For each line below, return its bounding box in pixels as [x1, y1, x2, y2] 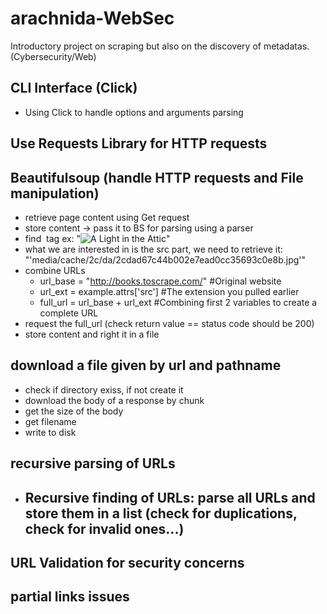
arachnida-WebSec [10, 7, 175, 30]
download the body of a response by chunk [24, 394, 205, 406]
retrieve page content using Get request [24, 211, 190, 223]
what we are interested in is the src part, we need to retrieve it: [24, 243, 283, 255]
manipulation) [10, 185, 100, 202]
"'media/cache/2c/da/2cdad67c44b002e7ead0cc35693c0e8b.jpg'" [24, 253, 307, 266]
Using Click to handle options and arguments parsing [24, 106, 244, 118]
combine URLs [24, 264, 86, 276]
